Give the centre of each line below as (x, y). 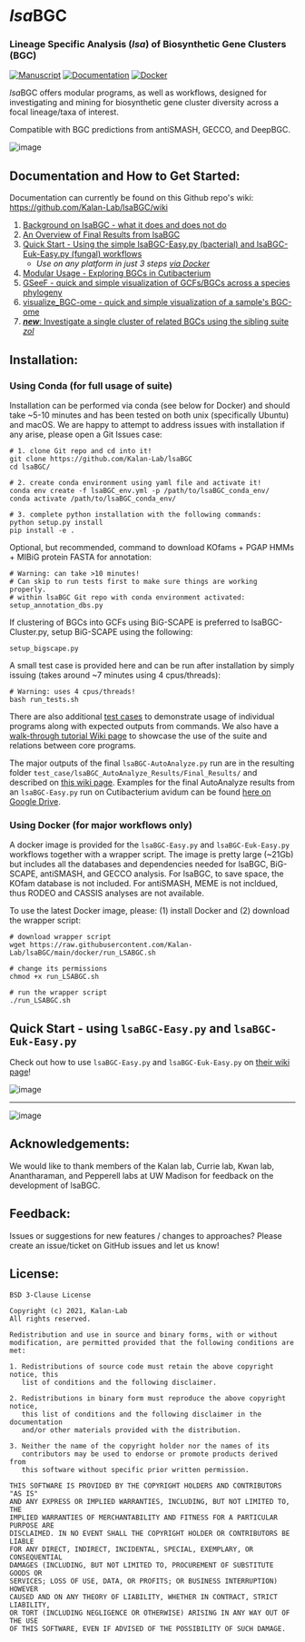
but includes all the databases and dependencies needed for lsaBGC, (139, 865)
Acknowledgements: (69, 1144)
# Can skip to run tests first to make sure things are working (133, 581)
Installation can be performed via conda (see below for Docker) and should (150, 405)
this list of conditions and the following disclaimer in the (141, 1414)
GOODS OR (26, 1573)
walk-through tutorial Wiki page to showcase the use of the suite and (138, 736)
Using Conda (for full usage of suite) (91, 385)
